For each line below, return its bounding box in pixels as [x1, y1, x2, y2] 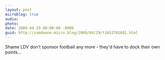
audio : [5, 16, 19, 21]
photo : [5, 21, 19, 26]
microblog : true [5, 12, 39, 17]
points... [5, 49, 22, 55]
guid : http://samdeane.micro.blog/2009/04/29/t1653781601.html [5, 30, 138, 35]
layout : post [5, 7, 32, 12]
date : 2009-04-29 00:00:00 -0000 [5, 26, 74, 31]
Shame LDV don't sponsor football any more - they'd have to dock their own [5, 44, 161, 50]
